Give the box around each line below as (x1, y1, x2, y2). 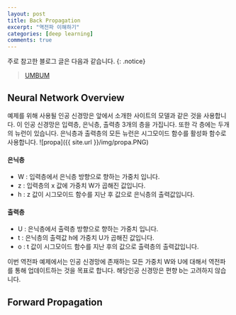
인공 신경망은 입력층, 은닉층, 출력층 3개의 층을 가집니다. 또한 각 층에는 (23, 120, 217, 128)
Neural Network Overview (7, 91, 125, 103)
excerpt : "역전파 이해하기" (7, 23, 80, 30)
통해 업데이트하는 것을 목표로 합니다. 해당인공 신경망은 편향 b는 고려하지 (14, 266, 214, 275)
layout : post (7, 10, 46, 18)
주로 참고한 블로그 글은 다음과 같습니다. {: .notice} (7, 57, 146, 66)
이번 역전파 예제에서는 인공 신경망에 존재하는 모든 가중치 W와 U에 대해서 (7, 258, 207, 266)
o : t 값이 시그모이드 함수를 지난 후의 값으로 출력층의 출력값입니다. (17, 242, 199, 251)
